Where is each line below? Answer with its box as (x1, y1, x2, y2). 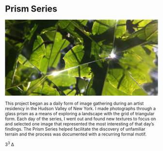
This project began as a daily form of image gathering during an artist (5, 100, 144, 106)
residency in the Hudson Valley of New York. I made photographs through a (5, 105, 156, 111)
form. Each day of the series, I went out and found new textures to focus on (5, 116, 156, 122)
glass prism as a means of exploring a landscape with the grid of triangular (5, 110, 155, 116)
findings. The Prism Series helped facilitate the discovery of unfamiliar (5, 126, 146, 132)
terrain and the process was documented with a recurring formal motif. (5, 131, 147, 137)
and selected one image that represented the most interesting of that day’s (5, 121, 154, 126)
